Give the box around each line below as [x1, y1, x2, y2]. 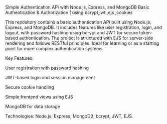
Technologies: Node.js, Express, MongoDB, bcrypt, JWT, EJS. [5, 113, 133, 119]
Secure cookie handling [5, 84, 54, 90]
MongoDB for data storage [5, 104, 60, 109]
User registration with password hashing [5, 65, 89, 71]
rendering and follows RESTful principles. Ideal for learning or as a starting [5, 40, 159, 46]
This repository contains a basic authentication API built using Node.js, [5, 19, 151, 25]
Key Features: [5, 55, 34, 61]
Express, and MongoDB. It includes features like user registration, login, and [5, 24, 162, 30]
